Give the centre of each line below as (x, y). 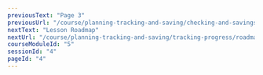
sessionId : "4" (32, 52)
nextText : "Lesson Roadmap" (53, 30)
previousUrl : (29, 23)
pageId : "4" (27, 59)
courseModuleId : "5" (41, 45)
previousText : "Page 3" (46, 15)
